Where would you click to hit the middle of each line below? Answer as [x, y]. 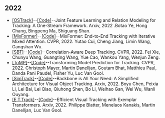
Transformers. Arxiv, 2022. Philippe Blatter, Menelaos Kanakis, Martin [83, 105]
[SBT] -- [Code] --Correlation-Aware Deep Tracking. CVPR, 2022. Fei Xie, [86, 52]
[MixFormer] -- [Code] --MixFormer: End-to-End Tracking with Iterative [83, 36]
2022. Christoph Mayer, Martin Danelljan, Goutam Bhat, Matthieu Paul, [84, 68]
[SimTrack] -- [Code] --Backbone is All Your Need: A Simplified [75, 78]
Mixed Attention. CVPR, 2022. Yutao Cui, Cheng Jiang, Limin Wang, [81, 41]
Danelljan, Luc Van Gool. [37, 110]
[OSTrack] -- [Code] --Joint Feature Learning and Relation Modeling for [84, 20]
